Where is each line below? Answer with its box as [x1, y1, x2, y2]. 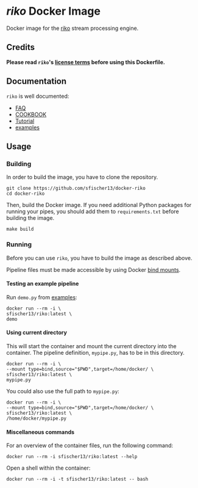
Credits [6, 42, 35, 53]
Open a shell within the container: [6, 464, 91, 472]
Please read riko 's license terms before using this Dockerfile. [6, 58, 166, 65]
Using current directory [6, 329, 67, 337]
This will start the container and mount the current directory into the [6, 342, 177, 349]
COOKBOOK [15, 111, 47, 118]
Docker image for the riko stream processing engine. [6, 24, 139, 32]
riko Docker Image [6, 4, 101, 18]
